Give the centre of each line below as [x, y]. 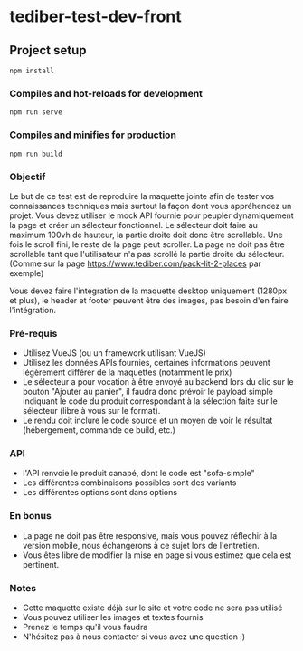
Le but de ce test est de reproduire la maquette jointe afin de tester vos [142, 196]
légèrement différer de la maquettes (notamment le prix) [127, 372]
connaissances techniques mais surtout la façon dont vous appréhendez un [151, 206]
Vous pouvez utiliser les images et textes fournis [113, 617]
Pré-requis [33, 333]
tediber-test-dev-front [96, 17]
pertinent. [41, 564]
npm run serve [36, 112]
